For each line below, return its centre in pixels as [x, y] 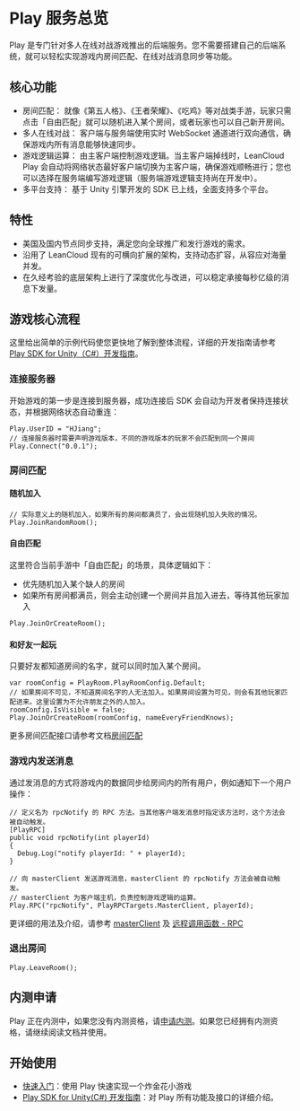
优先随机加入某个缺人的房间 [73, 584]
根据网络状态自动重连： [76, 411]
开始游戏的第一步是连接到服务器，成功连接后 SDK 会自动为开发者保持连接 [145, 400]
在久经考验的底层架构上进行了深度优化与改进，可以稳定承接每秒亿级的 [152, 277]
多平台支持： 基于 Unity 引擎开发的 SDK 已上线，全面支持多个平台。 [147, 188]
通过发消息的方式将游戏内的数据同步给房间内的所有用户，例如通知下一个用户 [150, 783]
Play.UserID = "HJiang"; [56, 429]
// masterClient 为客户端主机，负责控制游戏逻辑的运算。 [105, 897]
